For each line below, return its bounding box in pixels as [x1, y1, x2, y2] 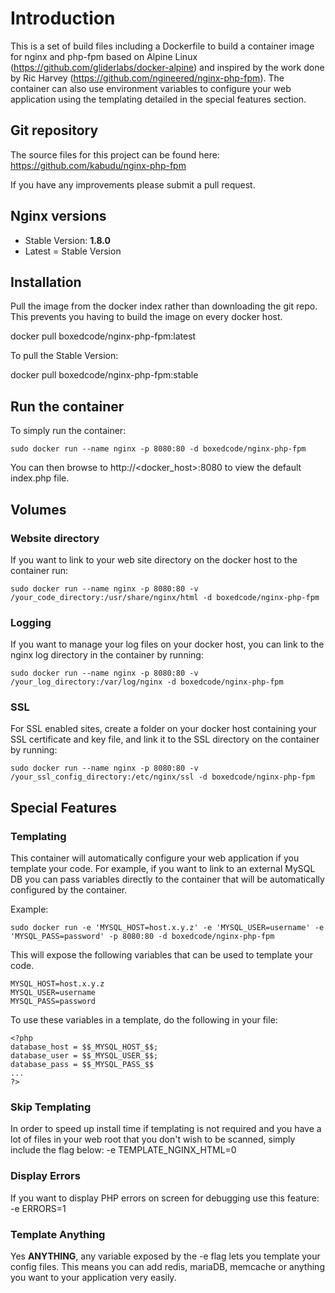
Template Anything [10, 1227, 106, 1241]
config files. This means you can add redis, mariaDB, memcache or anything [10, 1261, 325, 1273]
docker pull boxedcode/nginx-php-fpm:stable [10, 369, 199, 381]
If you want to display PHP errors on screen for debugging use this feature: [10, 1192, 320, 1204]
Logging [10, 615, 52, 629]
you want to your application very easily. [10, 1272, 177, 1284]
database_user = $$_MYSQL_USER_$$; [10, 1051, 159, 1061]
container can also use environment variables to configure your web [10, 82, 292, 94]
